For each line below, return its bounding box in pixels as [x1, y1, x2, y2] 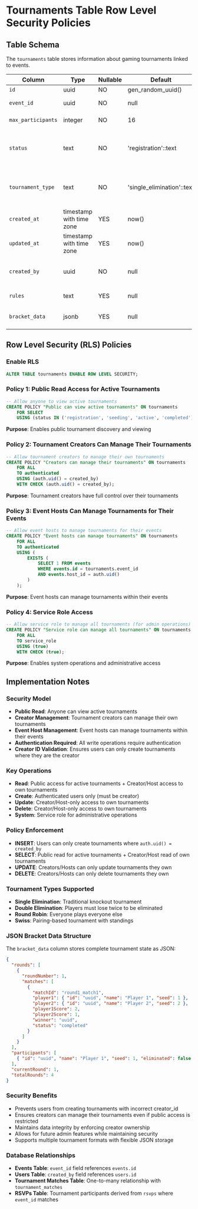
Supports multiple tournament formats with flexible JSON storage [14, 1136, 174, 1143]
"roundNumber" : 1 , [21, 973, 67, 979]
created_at [9, 216, 39, 222]
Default [150, 76, 172, 83]
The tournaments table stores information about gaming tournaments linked [6, 56, 189, 62]
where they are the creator [14, 752, 80, 759]
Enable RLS [6, 358, 39, 366]
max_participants [9, 116, 58, 123]
